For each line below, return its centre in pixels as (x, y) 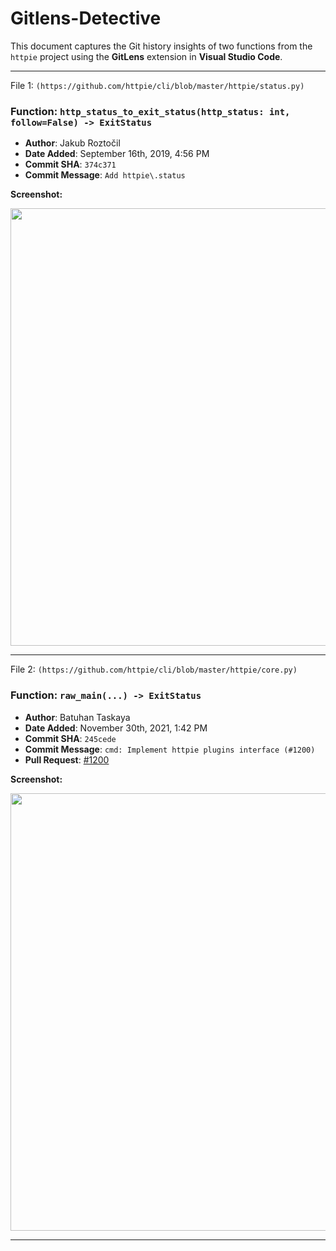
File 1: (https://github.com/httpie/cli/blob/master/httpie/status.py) (157, 85)
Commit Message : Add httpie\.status (105, 175)
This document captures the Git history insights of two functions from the (161, 46)
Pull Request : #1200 (67, 759)
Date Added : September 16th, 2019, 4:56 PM (117, 154)
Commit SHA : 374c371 (70, 164)
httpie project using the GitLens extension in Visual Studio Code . (146, 56)
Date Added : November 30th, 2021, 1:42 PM (116, 728)
